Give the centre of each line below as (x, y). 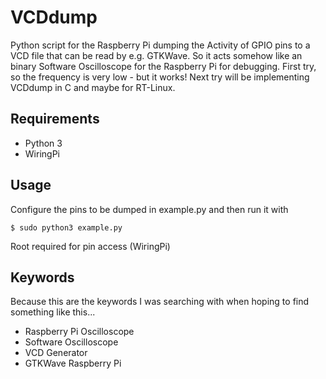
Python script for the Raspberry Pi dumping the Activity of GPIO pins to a (160, 45)
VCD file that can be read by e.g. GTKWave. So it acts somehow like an (156, 55)
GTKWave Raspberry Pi (73, 363)
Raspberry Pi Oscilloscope (79, 332)
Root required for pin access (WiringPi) (90, 246)
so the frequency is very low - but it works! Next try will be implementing (160, 77)
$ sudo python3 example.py (66, 227)
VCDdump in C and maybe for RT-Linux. (93, 87)
